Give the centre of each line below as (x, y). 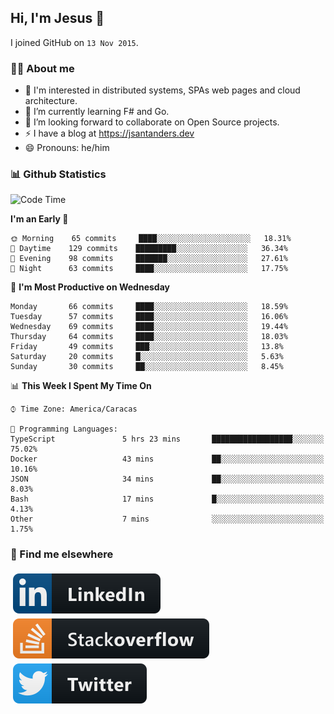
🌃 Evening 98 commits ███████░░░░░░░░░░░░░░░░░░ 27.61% (149, 259)
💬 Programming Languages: (64, 429)
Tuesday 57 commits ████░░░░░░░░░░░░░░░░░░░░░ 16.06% (149, 317)
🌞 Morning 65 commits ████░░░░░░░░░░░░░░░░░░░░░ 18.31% (151, 239)
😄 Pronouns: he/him (67, 148)
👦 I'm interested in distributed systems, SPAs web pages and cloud (162, 90)
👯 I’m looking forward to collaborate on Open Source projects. (152, 122)
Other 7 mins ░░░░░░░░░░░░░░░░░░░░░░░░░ (167, 519)
